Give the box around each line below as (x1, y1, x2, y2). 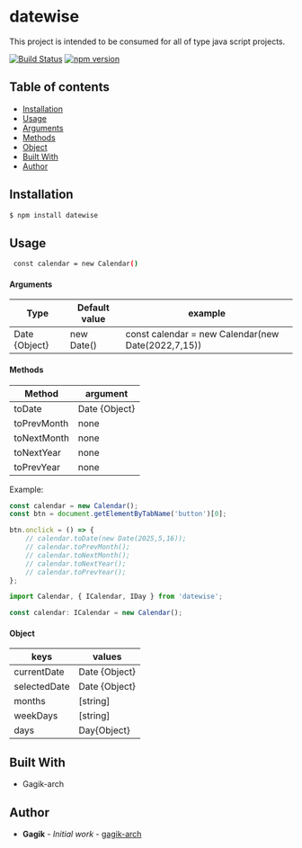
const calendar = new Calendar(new (125, 328, 280, 341)
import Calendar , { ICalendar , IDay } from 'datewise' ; (9, 592, 223, 602)
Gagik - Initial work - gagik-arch (22, 828, 142, 839)
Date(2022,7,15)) (125, 339, 202, 352)
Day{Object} (78, 724, 130, 736)
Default (76, 301, 110, 314)
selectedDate (13, 681, 70, 693)
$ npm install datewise (9, 210, 99, 219)
